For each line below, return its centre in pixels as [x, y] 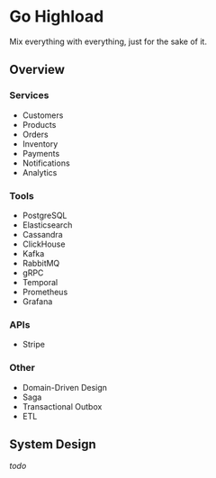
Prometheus [45, 292]
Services [29, 95]
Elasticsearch [47, 225]
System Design [53, 444]
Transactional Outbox [62, 406]
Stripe [33, 345]
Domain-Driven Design [65, 387]
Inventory [40, 144]
